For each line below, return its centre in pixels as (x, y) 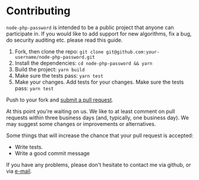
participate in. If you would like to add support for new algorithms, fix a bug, (99, 33)
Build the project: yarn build (50, 69)
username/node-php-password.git (55, 57)
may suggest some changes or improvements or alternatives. (81, 124)
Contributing (38, 11)
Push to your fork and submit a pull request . (60, 100)
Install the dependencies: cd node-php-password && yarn (83, 63)
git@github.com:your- (133, 52)
